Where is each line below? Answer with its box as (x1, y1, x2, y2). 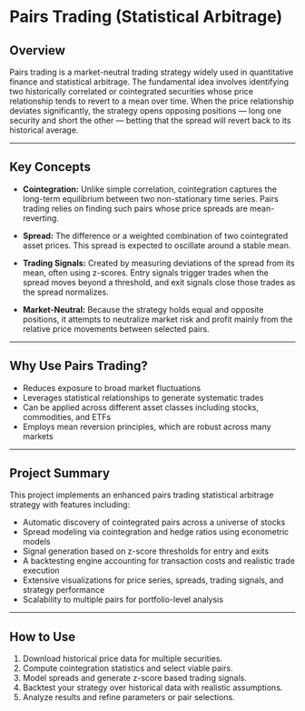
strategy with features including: (9, 499, 131, 510)
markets (22, 430, 54, 442)
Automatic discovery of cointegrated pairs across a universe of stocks (22, 516, 286, 528)
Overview (9, 43, 66, 58)
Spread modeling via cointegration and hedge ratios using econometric (22, 526, 290, 537)
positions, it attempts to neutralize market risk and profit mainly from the (22, 314, 293, 325)
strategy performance (22, 585, 105, 596)
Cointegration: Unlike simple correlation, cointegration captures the (22, 184, 277, 195)
